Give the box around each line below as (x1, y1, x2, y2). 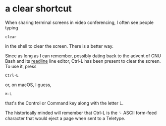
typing (5, 24, 18, 30)
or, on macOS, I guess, (5, 82, 52, 88)
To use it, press (5, 63, 37, 69)
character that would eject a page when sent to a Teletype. (5, 115, 125, 121)
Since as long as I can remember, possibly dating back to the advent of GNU (5, 53, 161, 59)
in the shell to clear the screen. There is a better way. (5, 43, 114, 49)
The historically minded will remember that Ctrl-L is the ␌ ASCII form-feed (5, 110, 157, 116)
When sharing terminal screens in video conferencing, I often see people (5, 19, 154, 25)
